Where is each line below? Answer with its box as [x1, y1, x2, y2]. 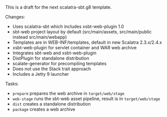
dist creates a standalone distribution [12, 101, 91, 107]
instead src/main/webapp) [12, 34, 67, 40]
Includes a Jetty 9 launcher [12, 71, 69, 77]
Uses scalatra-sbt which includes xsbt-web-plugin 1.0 [12, 23, 124, 29]
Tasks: [5, 81, 19, 87]
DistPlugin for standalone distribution [12, 55, 89, 61]
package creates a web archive [12, 107, 75, 112]
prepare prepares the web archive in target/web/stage [12, 91, 124, 96]
